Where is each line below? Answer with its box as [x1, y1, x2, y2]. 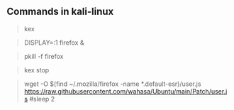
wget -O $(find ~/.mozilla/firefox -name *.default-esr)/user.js [23, 79, 201, 88]
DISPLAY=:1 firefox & [23, 38, 84, 47]
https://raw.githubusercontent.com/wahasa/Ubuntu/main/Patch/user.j [23, 87, 228, 95]
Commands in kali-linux [6, 6, 114, 18]
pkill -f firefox [23, 52, 64, 60]
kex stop [23, 65, 50, 74]
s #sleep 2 [23, 94, 55, 103]
